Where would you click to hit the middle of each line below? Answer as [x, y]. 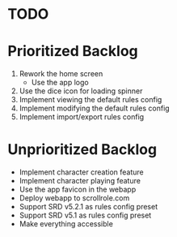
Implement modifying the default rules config [95, 108]
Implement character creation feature [82, 172]
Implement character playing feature [80, 181]
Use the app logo [60, 83]
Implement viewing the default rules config [91, 100]
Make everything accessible [66, 224]
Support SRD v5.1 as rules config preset [85, 215]
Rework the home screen [61, 74]
